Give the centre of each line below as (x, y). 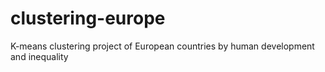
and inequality (39, 56)
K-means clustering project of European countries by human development (162, 46)
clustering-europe (88, 18)
